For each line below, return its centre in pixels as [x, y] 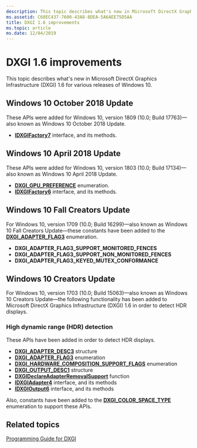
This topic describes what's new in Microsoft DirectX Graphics [81, 79]
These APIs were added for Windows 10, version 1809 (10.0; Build [85, 117]
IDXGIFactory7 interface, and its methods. [66, 135]
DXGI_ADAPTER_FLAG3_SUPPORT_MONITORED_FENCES [86, 248]
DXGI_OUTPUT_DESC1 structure [54, 370]
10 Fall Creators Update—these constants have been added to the [86, 230]
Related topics [33, 425]
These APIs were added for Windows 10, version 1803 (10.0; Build [85, 167]
